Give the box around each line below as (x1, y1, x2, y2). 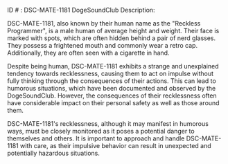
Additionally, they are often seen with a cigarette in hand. (7, 48, 170, 57)
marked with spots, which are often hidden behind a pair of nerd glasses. (7, 34, 216, 42)
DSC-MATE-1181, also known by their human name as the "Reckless (7, 19, 201, 27)
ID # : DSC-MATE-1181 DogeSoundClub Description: (7, 6, 155, 14)
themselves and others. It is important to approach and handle (7, 134, 185, 143)
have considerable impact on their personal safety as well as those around (7, 99, 220, 107)
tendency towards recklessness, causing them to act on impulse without (7, 69, 213, 78)
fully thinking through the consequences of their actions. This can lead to (7, 77, 216, 85)
